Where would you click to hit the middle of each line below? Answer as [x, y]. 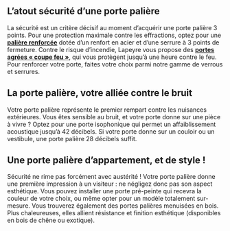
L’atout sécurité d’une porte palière [83, 11]
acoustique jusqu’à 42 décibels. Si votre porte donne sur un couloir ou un [111, 131]
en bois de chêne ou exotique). [51, 220]
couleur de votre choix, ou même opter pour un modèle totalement [101, 199]
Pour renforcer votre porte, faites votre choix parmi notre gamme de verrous [115, 64]
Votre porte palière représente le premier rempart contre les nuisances [107, 110]
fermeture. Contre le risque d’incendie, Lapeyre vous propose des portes [111, 49]
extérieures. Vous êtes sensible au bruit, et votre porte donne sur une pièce [114, 117]
